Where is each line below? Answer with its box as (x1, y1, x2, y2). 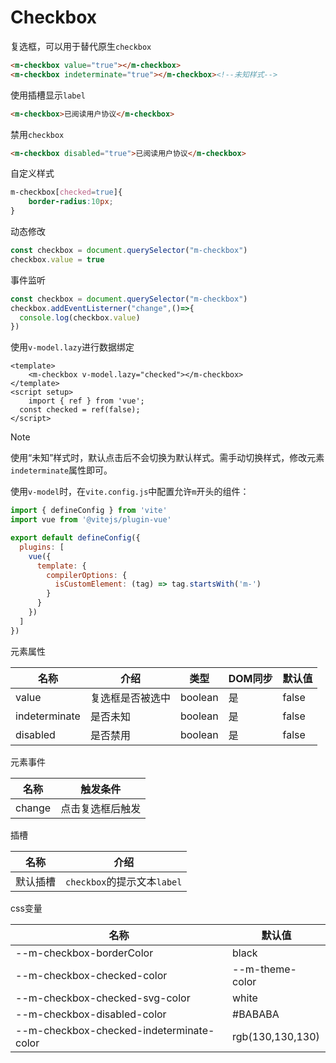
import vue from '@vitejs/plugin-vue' (10, 515, 172, 525)
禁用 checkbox (10, 128, 65, 140)
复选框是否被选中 (89, 691, 171, 705)
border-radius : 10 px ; (28, 197, 114, 207)
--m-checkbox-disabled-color (15, 1007, 167, 1021)
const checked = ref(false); (19, 405, 141, 415)
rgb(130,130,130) (232, 1029, 320, 1043)
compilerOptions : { (46, 570, 128, 580)
